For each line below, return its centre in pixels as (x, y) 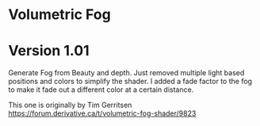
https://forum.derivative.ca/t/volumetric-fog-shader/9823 (102, 113)
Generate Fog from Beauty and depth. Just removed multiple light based (126, 73)
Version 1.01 (49, 51)
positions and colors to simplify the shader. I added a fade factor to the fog (130, 82)
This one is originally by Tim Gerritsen (70, 105)
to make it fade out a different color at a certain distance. (101, 90)
